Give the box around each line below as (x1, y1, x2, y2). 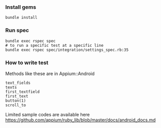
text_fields (5, 80, 31, 85)
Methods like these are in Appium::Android (5, 70, 95, 77)
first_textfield (5, 89, 40, 94)
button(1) (5, 98, 26, 103)
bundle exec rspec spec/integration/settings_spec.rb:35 (5, 47, 129, 52)
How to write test (5, 59, 48, 66)
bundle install (5, 15, 38, 20)
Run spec (5, 27, 29, 34)
